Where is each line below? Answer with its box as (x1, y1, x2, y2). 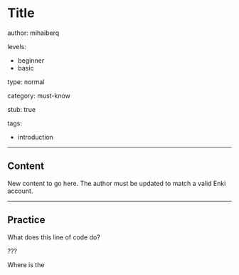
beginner (17, 56, 45, 65)
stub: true (7, 105, 36, 113)
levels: (7, 42, 26, 51)
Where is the (7, 260, 45, 269)
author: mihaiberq (7, 28, 60, 37)
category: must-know (7, 91, 71, 100)
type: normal (7, 77, 45, 86)
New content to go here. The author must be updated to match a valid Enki (7, 179, 226, 187)
